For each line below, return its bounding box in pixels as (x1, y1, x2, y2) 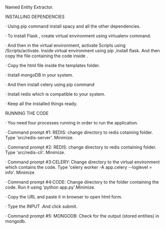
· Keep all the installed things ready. (5, 101, 78, 107)
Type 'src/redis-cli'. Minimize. (5, 150, 66, 155)
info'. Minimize (5, 170, 35, 175)
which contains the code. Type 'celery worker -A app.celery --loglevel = (5, 164, 152, 170)
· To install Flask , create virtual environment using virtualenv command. (5, 33, 152, 38)
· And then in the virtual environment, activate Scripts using (5, 42, 126, 48)
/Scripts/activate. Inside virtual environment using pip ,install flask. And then (5, 48, 160, 53)
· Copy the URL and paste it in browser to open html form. (5, 194, 123, 199)
